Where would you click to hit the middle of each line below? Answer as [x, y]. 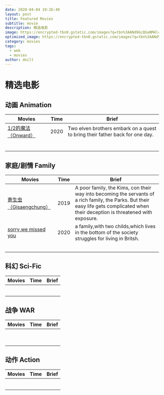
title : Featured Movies [29, 19]
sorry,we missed [27, 230]
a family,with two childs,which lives [115, 227]
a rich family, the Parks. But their [112, 200]
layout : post [18, 14]
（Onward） [21, 136]
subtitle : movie [21, 23]
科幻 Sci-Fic [23, 267]
